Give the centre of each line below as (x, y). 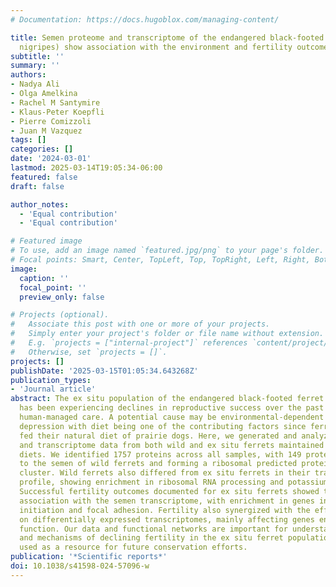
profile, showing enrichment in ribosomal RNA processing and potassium (174, 482)
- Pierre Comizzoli (51, 121)
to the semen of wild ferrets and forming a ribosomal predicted (158, 464)
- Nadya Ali (35, 84)
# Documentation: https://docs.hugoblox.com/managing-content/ (145, 19)
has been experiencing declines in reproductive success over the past (172, 408)
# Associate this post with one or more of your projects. (140, 324)
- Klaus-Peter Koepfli (57, 112)
